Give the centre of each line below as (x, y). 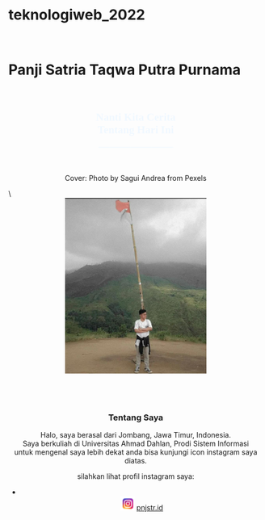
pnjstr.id (150, 508)
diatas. (136, 461)
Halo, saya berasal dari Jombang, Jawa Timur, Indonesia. (136, 435)
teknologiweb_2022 (77, 15)
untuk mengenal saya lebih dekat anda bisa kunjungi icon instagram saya (136, 452)
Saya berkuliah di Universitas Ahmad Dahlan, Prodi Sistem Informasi (136, 444)
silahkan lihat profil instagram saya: (136, 476)
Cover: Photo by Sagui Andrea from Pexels (136, 178)
